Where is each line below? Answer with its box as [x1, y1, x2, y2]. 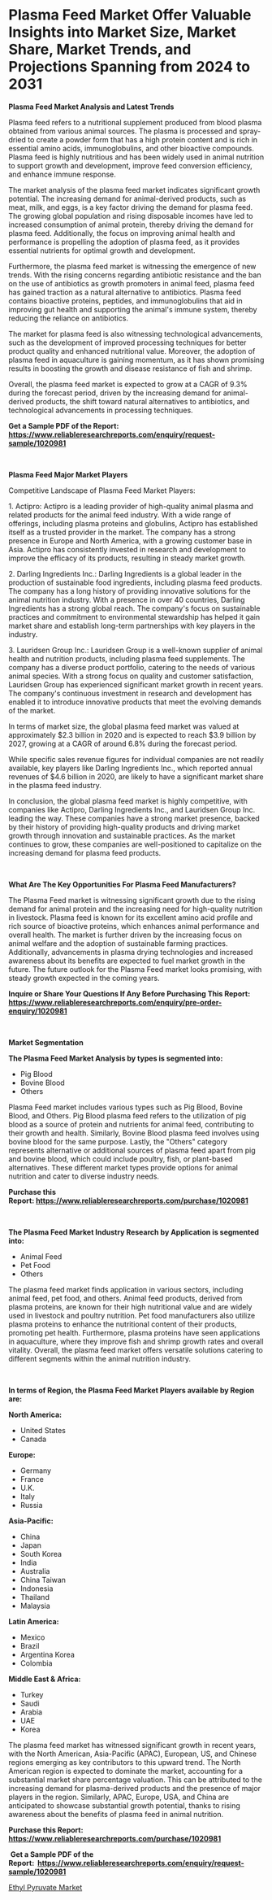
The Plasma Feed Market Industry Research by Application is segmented [8, 1227, 260, 1237]
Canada [19, 1434, 47, 1444]
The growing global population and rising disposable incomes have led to [8, 211, 253, 220]
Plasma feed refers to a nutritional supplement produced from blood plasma [8, 117, 262, 127]
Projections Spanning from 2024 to [8, 58, 250, 76]
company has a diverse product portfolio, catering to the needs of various [8, 662, 256, 672]
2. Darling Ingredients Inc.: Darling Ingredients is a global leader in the [8, 569, 242, 578]
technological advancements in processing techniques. [8, 405, 193, 415]
